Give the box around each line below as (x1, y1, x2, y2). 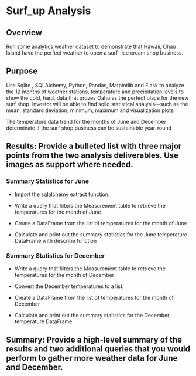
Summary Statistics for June (6, 177, 90, 185)
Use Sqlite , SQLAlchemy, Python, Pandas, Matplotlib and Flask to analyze (6, 82, 184, 89)
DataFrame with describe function (14, 237, 97, 244)
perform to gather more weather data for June (6, 353, 178, 363)
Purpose (6, 66, 38, 76)
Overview (6, 28, 43, 38)
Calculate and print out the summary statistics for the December (14, 311, 170, 319)
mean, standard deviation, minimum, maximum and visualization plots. (6, 107, 176, 114)
